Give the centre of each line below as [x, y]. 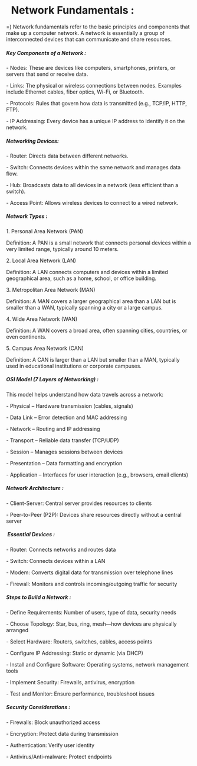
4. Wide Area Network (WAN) [42, 319]
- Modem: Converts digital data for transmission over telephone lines [90, 572]
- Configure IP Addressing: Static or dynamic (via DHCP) [75, 653]
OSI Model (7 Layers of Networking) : [52, 379]
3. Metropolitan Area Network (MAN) [51, 289]
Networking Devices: [32, 141]
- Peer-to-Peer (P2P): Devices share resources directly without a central [94, 514]
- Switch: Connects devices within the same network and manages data [93, 167]
